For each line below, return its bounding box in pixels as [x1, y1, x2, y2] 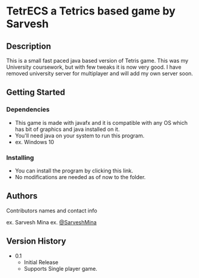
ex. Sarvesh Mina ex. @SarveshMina [6, 218, 97, 226]
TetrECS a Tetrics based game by [6, 4, 176, 18]
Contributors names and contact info [6, 207, 97, 214]
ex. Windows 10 [14, 138, 54, 145]
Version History [6, 236, 66, 247]
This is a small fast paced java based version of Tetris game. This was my [6, 57, 189, 64]
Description [6, 41, 51, 51]
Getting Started [6, 87, 66, 98]
